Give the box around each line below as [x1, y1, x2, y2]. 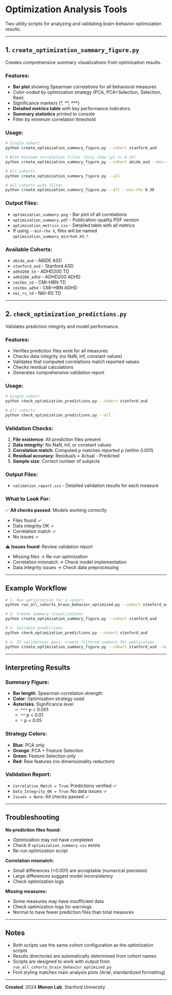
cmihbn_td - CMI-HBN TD [12, 279, 66, 285]
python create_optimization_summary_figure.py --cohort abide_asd [5, 159, 150, 164]
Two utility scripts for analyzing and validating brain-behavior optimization [5, 20, 162, 27]
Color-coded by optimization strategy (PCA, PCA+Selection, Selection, [12, 89, 162, 95]
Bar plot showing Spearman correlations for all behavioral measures [12, 83, 157, 90]
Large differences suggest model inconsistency [12, 873, 114, 879]
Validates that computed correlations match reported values [12, 358, 140, 365]
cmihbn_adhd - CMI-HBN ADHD [12, 284, 78, 290]
